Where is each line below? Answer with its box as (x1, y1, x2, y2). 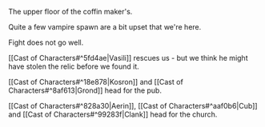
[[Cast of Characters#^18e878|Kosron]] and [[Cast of (8, 77, 184, 86)
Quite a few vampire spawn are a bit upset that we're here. (8, 22, 202, 31)
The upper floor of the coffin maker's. (8, 7, 133, 16)
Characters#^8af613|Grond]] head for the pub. (8, 85, 163, 95)
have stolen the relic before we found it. (8, 62, 140, 71)
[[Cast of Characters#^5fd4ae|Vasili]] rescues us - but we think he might (8, 54, 248, 62)
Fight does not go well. (8, 38, 84, 47)
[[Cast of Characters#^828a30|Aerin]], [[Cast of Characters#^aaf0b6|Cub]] (8, 101, 258, 110)
